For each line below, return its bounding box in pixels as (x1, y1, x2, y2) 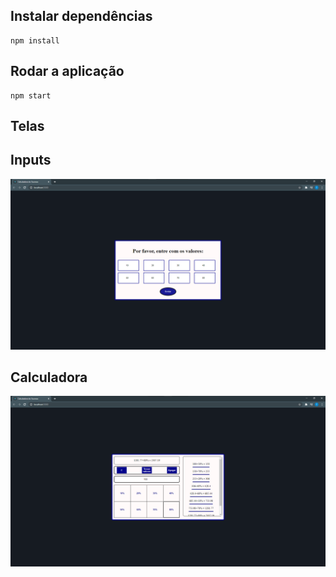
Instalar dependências (10, 8, 153, 25)
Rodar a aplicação (10, 63, 125, 80)
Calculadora (10, 369, 88, 386)
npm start (10, 90, 52, 101)
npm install (10, 35, 60, 46)
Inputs (10, 152, 52, 169)
